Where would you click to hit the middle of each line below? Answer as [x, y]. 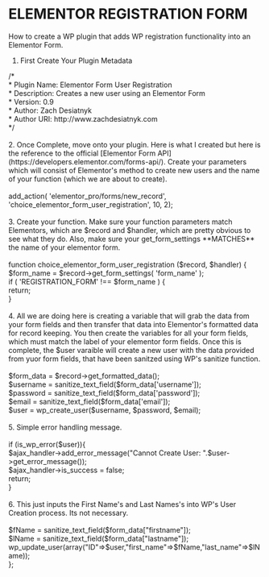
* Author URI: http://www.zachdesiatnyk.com [83, 118]
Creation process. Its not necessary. [68, 513]
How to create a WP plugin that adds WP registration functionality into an [130, 36]
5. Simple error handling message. [65, 427]
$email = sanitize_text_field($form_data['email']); [89, 401]
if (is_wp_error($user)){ [47, 444]
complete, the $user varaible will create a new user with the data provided [132, 350]
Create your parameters [207, 161]
